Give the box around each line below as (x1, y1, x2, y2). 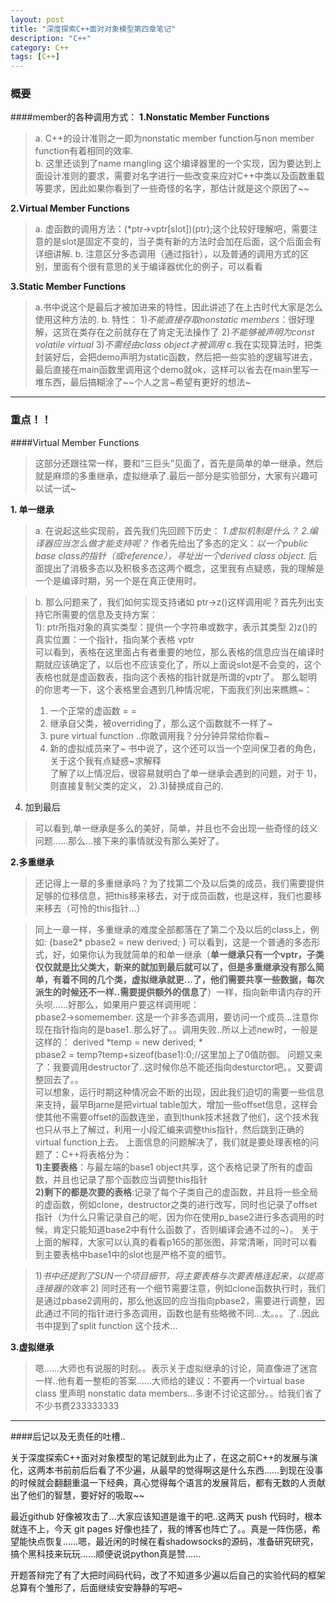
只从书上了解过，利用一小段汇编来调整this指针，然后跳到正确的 (43, 1123, 305, 1135)
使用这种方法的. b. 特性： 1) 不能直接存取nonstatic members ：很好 (34, 314, 307, 326)
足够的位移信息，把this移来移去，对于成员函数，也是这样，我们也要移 (34, 889, 322, 901)
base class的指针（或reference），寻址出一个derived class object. (34, 549, 307, 561)
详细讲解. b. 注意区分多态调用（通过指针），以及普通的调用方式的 (34, 248, 301, 260)
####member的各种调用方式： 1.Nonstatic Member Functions (10, 111, 270, 123)
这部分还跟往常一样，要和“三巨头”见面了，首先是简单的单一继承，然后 (34, 457, 324, 469)
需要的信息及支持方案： (61, 608, 158, 620)
